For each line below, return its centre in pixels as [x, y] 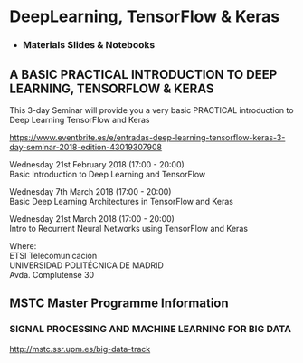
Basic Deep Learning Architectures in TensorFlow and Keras [121, 201]
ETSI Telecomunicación [53, 255]
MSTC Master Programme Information [119, 304]
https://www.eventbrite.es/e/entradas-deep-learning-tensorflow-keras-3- [147, 137]
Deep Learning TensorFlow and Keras [80, 119]
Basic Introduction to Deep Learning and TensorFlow [108, 174]
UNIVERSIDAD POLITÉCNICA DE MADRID [87, 265]
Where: [23, 245]
